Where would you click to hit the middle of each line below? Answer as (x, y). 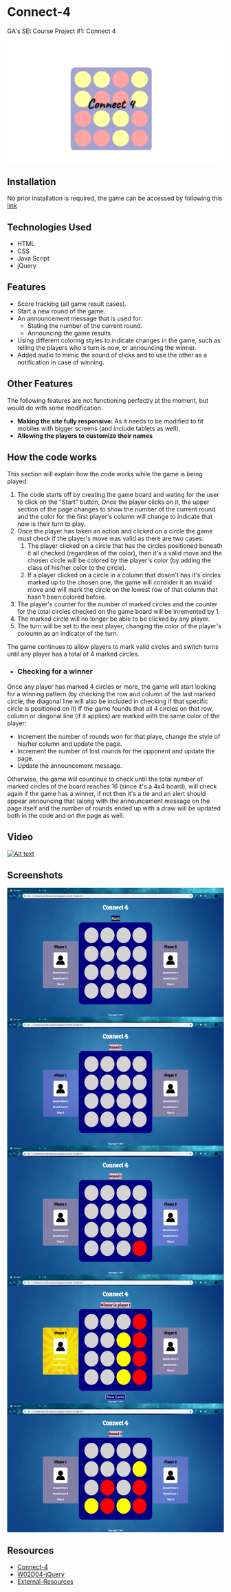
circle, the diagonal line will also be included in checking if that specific (108, 701)
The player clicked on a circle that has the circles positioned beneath (125, 545)
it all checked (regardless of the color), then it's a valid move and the (124, 553)
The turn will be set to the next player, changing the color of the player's (119, 626)
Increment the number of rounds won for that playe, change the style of (119, 736)
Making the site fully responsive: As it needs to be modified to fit (110, 421)
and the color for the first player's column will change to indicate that (115, 516)
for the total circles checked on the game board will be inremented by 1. (119, 611)
